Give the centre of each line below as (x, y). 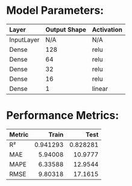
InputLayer (25, 40)
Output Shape (66, 29)
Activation (107, 29)
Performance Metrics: (63, 116)
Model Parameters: (55, 11)
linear (100, 88)
